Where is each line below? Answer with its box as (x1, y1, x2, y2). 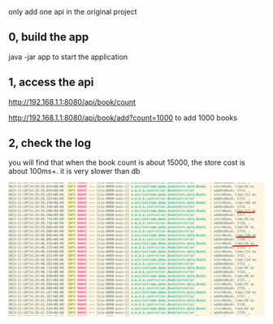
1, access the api (8, 76, 94, 89)
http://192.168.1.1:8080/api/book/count (8, 97, 136, 106)
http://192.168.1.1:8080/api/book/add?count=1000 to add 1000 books (8, 113, 238, 123)
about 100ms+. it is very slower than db (8, 166, 141, 176)
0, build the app (8, 30, 89, 44)
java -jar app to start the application (8, 52, 128, 62)
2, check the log (8, 136, 92, 150)
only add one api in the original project (8, 7, 137, 16)
